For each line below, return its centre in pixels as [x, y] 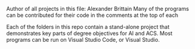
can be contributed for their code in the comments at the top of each [92, 15]
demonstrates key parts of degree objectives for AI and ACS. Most [90, 33]
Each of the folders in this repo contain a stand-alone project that [88, 27]
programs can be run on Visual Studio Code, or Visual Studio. [83, 40]
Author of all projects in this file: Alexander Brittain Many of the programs [98, 9]
